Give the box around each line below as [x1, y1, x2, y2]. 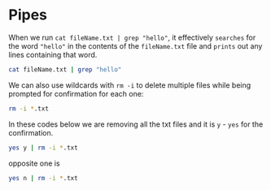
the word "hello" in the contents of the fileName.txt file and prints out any [8, 41, 263, 50]
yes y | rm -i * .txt [8, 144, 79, 152]
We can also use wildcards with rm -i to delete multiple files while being [8, 80, 251, 90]
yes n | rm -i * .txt [8, 174, 79, 182]
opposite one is [8, 158, 60, 168]
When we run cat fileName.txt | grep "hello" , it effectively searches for [8, 32, 256, 42]
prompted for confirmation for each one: [8, 89, 144, 98]
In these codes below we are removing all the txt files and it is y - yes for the [8, 119, 264, 129]
